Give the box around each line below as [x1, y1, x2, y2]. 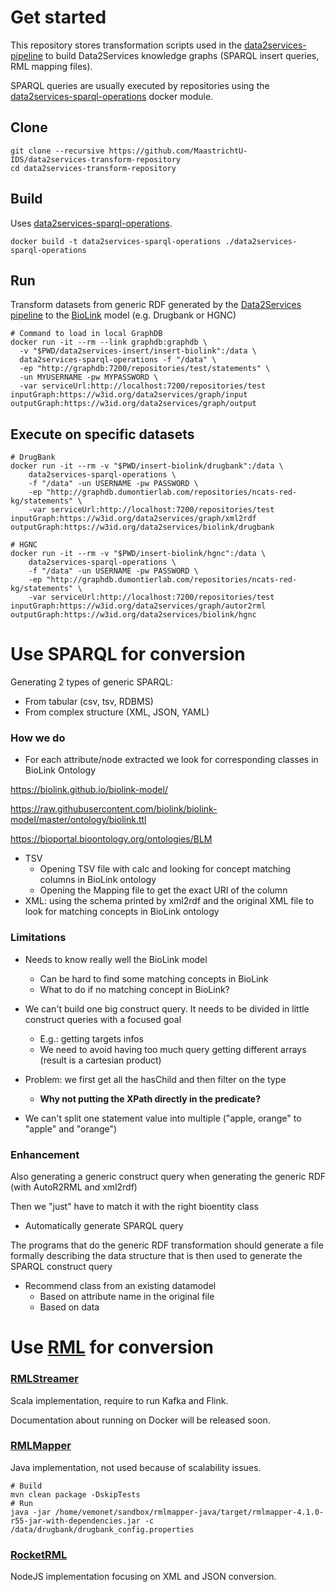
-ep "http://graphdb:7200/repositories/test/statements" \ [19, 364, 271, 374]
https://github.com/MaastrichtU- [108, 146, 248, 156]
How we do [10, 731, 66, 745]
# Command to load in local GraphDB [10, 329, 163, 339]
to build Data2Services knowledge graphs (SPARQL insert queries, [44, 49, 320, 61]
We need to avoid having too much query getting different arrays [39, 1043, 307, 1055]
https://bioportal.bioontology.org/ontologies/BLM [10, 833, 213, 845]
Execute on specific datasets [10, 426, 195, 443]
